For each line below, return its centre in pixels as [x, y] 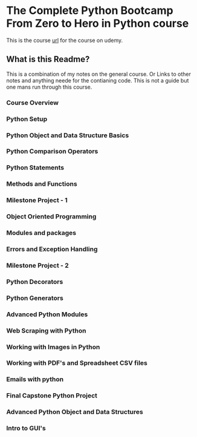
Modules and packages [41, 233]
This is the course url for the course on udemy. [64, 40]
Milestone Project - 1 [37, 200]
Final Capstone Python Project [52, 396]
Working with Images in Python [53, 347]
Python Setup [27, 119]
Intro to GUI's [26, 429]
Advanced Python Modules [47, 314]
